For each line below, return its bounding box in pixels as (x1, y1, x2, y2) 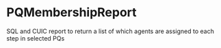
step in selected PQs (6, 34, 65, 42)
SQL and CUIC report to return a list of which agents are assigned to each (6, 27, 215, 35)
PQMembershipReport (6, 5, 138, 20)
